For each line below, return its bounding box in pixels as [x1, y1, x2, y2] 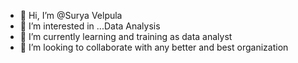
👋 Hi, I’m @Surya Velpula [19, 10, 123, 21]
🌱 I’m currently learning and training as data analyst [19, 31, 233, 42]
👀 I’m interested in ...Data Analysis [19, 20, 161, 32]
